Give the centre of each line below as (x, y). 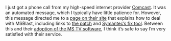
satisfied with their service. (34, 34)
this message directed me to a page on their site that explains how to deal (83, 18)
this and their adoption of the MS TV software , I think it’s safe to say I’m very (86, 29)
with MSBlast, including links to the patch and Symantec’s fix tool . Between (84, 23)
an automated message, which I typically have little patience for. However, (83, 13)
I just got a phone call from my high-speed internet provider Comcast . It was (86, 7)
